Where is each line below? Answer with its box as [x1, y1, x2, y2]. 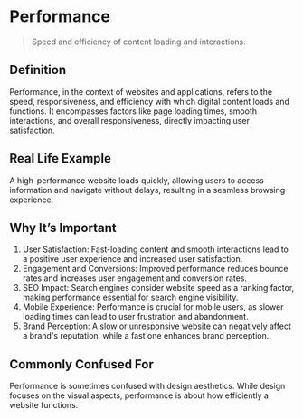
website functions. [9, 400, 79, 411]
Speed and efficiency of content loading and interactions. [31, 36, 246, 47]
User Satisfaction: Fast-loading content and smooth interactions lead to [22, 244, 289, 255]
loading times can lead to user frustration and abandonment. [22, 311, 249, 322]
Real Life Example [9, 151, 111, 166]
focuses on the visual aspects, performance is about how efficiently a [9, 390, 270, 401]
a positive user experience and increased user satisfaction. [22, 254, 243, 265]
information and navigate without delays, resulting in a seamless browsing [9, 184, 286, 195]
